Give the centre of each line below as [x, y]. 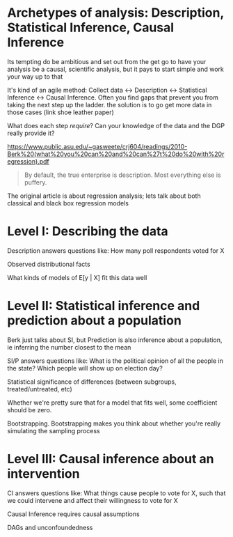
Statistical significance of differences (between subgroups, [92, 382]
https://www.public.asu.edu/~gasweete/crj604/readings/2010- [97, 146]
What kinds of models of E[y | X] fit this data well [77, 277]
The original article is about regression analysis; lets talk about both [104, 196]
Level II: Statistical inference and [104, 306]
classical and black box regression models [68, 203]
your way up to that [35, 76]
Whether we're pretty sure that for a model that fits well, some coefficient [112, 403]
